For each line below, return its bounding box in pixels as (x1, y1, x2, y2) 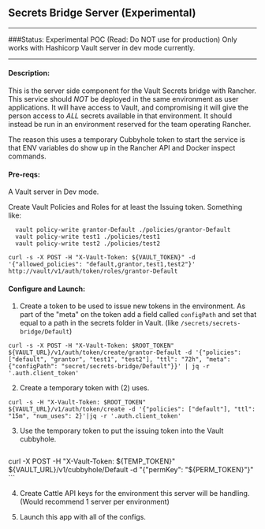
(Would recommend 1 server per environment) (19, 497, 170, 507)
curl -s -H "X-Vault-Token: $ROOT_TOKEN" (8, 398, 147, 407)
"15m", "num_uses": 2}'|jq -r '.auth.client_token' (8, 412, 181, 420)
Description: (8, 69, 50, 78)
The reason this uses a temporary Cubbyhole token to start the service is (8, 135, 246, 144)
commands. (8, 151, 47, 161)
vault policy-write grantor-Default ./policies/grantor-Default (15, 226, 231, 234)
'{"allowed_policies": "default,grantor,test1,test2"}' (8, 260, 196, 269)
